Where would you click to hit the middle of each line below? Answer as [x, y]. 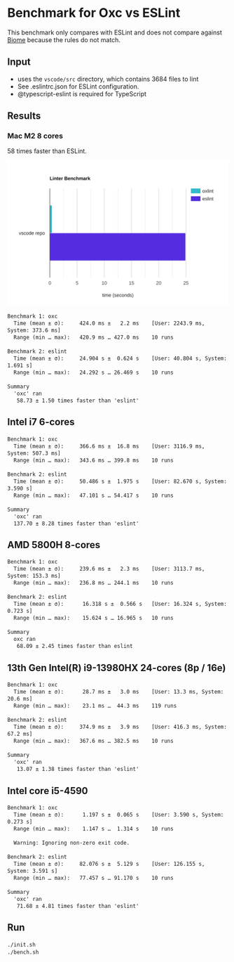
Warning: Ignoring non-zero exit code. [72, 843]
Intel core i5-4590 [48, 791]
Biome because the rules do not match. [64, 39]
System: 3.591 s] [33, 871]
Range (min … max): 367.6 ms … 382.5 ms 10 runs [94, 741]
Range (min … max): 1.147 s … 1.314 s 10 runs [94, 828]
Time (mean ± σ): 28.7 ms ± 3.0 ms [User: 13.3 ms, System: [119, 692]
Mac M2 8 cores [35, 136]
